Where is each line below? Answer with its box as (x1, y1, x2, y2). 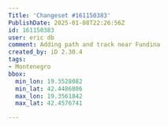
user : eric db (8, 33, 55, 42)
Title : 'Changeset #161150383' (8, 11, 111, 20)
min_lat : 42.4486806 (15, 84, 83, 93)
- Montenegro (8, 63, 51, 71)
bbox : (8, 70, 26, 78)
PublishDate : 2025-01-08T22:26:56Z (8, 19, 125, 27)
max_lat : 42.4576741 (15, 99, 83, 107)
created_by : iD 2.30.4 (8, 48, 83, 56)
